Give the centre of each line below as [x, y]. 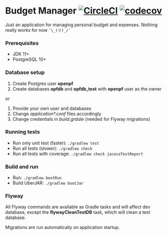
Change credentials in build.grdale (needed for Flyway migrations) [81, 119]
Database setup [25, 72]
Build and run [22, 167]
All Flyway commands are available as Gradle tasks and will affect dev [78, 207]
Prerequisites [22, 43]
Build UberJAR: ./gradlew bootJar [48, 183]
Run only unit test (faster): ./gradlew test [56, 143]
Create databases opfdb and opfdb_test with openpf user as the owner [87, 89]
